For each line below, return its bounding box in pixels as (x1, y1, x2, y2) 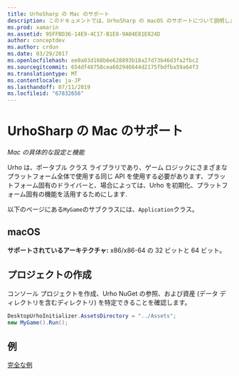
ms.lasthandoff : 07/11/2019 (7, 83, 91, 91)
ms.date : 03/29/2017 (7, 51, 69, 58)
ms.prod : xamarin (7, 24, 59, 31)
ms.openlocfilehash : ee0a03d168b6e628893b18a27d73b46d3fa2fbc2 (7, 57, 199, 64)
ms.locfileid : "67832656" (7, 90, 84, 97)
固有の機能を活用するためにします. (26, 190, 128, 198)
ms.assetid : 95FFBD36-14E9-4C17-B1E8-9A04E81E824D (7, 30, 161, 38)
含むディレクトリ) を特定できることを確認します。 (44, 298, 191, 307)
